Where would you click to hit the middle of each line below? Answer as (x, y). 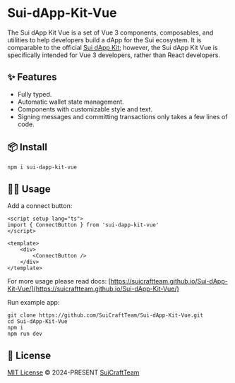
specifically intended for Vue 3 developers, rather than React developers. (114, 55)
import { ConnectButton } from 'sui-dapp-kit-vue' (83, 225)
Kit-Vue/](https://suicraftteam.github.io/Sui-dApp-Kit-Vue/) (94, 289)
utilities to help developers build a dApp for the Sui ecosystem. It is (104, 39)
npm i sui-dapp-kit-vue (42, 167)
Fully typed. (35, 94)
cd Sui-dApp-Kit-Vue (38, 322)
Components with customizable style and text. (85, 109)
